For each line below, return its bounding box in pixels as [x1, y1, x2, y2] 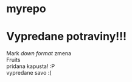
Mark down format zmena [6, 50, 72, 57]
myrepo [6, 2, 47, 16]
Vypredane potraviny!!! [6, 30, 127, 44]
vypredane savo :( [6, 69, 52, 77]
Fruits [6, 56, 21, 64]
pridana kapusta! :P [6, 63, 55, 70]
